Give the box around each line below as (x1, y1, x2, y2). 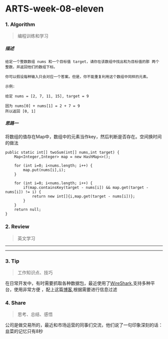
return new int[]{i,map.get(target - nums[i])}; (31, 194, 135, 199)
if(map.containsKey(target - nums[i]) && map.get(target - (23, 185, 149, 190)
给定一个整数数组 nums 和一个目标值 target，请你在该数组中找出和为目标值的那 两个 (5, 59, 159, 64)
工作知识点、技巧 (17, 270, 53, 276)
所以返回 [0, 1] (5, 109, 36, 114)
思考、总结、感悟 (17, 311, 53, 317)
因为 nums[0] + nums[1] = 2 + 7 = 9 (5, 103, 80, 108)
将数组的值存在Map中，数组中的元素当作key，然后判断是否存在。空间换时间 (5, 134, 162, 140)
